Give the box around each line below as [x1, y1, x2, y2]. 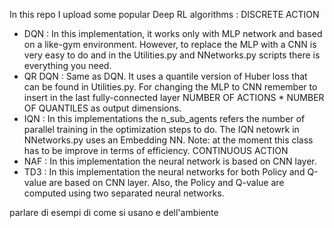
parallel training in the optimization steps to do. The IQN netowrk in [23, 124, 300, 135]
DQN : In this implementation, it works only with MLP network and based [23, 28, 323, 39]
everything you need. [23, 60, 112, 71]
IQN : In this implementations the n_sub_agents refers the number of [23, 113, 306, 124]
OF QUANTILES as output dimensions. [23, 102, 182, 114]
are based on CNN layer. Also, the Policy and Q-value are [48, 177, 285, 188]
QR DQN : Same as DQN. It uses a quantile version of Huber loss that [23, 70, 308, 82]
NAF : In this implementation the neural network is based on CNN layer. [23, 155, 317, 167]
